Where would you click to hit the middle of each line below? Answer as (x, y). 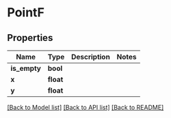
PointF (26, 13)
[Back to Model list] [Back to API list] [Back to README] (85, 107)
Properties (30, 38)
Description (91, 57)
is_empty (26, 68)
